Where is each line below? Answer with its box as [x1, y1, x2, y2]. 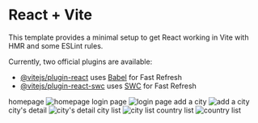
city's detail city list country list [8, 105, 194, 115]
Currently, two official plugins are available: [8, 57, 153, 66]
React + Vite [8, 6, 93, 24]
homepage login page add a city [8, 96, 208, 106]
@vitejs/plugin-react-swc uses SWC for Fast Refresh [19, 81, 197, 91]
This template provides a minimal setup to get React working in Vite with [8, 32, 249, 42]
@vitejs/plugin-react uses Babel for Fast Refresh [19, 72, 183, 82]
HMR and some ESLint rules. [8, 40, 104, 50]
